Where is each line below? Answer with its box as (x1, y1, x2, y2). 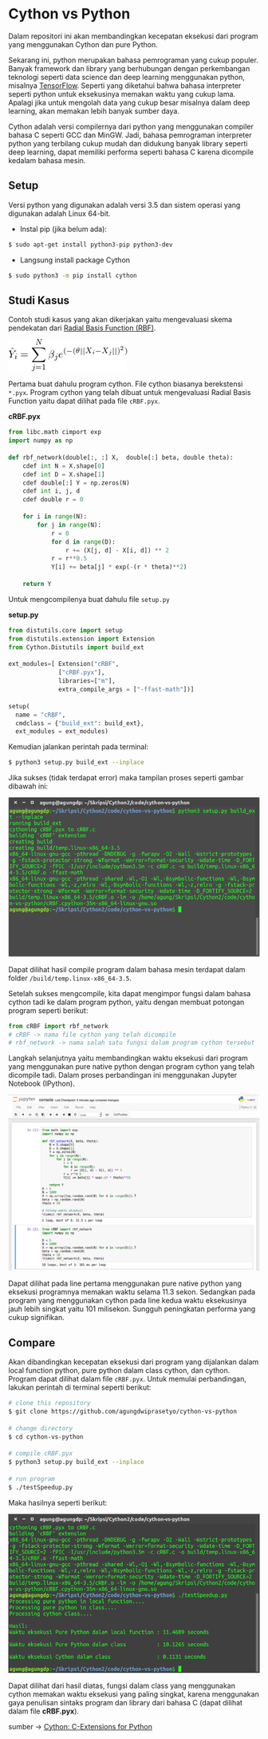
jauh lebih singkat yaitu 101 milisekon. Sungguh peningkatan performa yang (8, 1304, 256, 1314)
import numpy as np (8, 437, 73, 445)
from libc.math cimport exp (8, 429, 102, 437)
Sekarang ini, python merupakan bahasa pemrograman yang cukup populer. (8, 55, 259, 65)
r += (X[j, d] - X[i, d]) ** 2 (65, 546, 170, 554)
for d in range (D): (50, 537, 116, 546)
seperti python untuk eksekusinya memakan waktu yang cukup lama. (8, 89, 236, 98)
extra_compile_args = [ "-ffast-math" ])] (58, 685, 195, 694)
